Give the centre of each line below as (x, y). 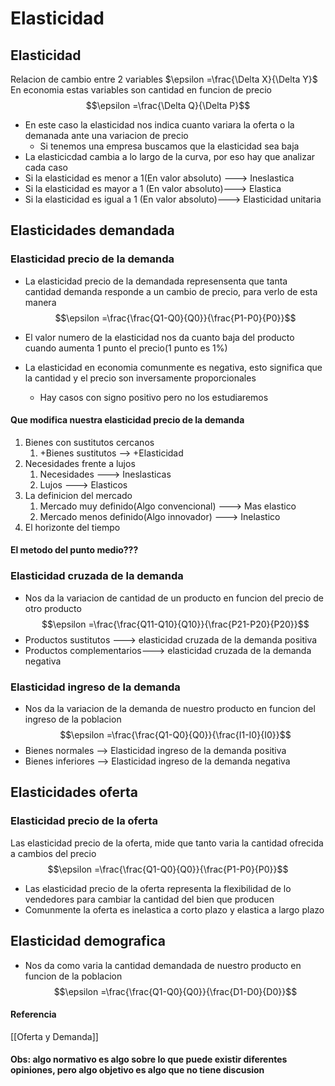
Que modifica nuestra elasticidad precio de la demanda (127, 420)
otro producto (53, 608)
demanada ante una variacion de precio (106, 135)
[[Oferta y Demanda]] (54, 1036)
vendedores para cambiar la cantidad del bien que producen (149, 899)
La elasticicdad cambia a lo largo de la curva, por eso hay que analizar (170, 156)
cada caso (46, 167)
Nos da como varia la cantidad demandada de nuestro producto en (163, 965)
